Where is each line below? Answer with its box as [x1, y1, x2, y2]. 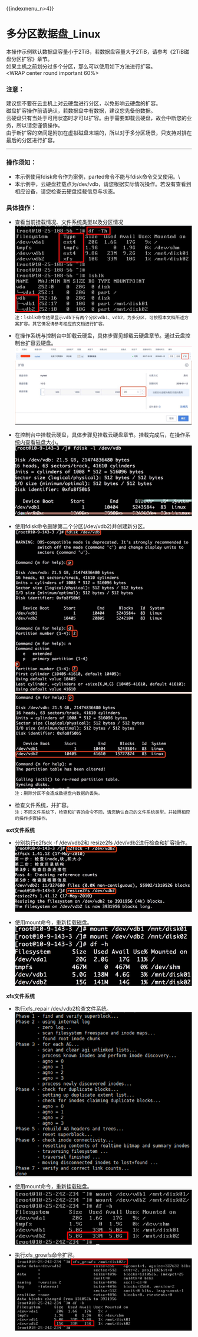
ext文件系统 [6, 826, 35, 834]
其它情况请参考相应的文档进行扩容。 [32, 321, 107, 327]
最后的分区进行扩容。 [6, 137, 58, 144]
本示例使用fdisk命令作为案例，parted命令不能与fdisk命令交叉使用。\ [14, 173, 180, 180]
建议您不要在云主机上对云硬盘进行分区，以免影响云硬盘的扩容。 [6, 100, 161, 107]
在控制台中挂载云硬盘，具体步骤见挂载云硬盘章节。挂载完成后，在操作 [14, 431, 186, 438]
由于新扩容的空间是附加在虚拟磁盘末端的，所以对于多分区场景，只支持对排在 [6, 129, 192, 136]
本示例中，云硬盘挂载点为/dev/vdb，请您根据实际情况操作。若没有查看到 [14, 180, 192, 188]
